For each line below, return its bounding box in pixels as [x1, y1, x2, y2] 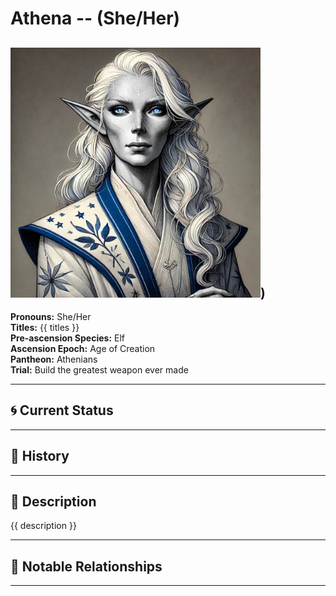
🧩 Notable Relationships [10, 558, 163, 575]
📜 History [10, 448, 70, 465]
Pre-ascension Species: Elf [10, 332, 125, 344]
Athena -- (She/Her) [10, 7, 181, 30]
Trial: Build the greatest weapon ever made [10, 364, 189, 376]
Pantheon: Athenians [10, 353, 98, 365]
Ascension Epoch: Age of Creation [10, 343, 156, 354]
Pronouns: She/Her [10, 311, 92, 322]
